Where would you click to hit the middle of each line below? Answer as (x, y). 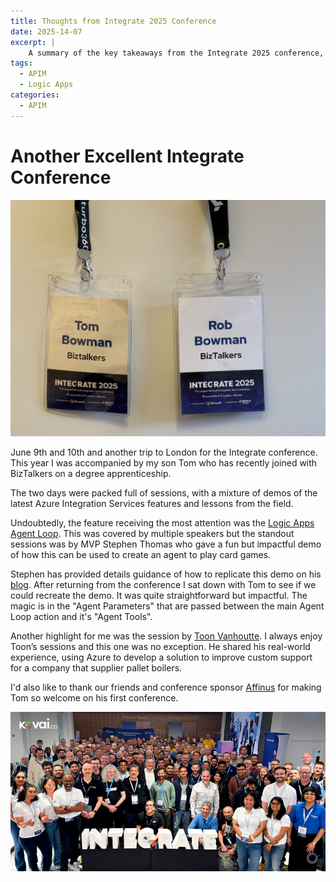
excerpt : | (33, 42)
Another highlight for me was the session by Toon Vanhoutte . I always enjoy (166, 636)
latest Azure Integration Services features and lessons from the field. (152, 503)
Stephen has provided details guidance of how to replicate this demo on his (166, 574)
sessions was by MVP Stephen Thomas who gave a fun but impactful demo (166, 544)
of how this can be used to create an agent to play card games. (141, 554)
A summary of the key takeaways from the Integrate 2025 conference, (176, 53)
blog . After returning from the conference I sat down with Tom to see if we (163, 584)
